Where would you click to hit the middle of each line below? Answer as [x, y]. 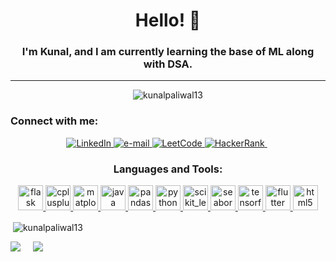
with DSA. [168, 64]
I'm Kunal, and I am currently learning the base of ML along [168, 52]
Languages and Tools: [168, 169]
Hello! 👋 [168, 20]
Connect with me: [54, 121]
